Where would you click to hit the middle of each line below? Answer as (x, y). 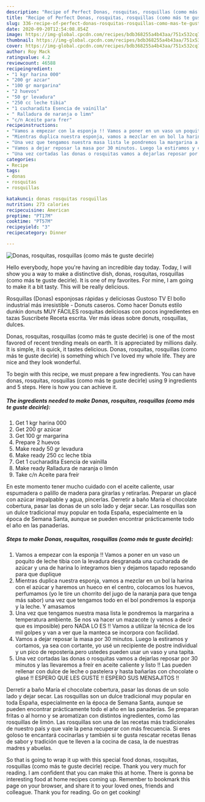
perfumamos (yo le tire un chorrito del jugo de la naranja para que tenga (106, 593)
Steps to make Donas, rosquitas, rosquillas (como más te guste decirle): (100, 539)
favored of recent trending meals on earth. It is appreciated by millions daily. (102, 343)
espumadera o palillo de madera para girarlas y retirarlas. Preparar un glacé (102, 493)
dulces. (16, 324)
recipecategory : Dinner (37, 233)
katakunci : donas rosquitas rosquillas (57, 199)
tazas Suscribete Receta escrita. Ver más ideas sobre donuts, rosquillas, (97, 318)
